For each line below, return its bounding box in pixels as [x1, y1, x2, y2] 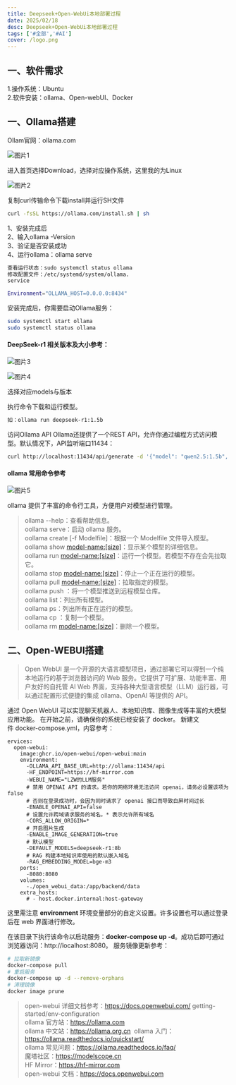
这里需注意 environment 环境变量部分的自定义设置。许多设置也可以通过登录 [7, 908, 228, 917]
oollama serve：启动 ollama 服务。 [24, 525, 125, 533]
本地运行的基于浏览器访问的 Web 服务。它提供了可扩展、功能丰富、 [24, 673, 221, 681]
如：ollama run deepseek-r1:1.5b [7, 417, 104, 424]
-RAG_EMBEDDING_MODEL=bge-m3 [25, 858, 112, 865]
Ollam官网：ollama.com [7, 135, 76, 145]
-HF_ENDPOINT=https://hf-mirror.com [25, 768, 134, 776]
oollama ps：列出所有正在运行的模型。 [24, 605, 137, 613]
